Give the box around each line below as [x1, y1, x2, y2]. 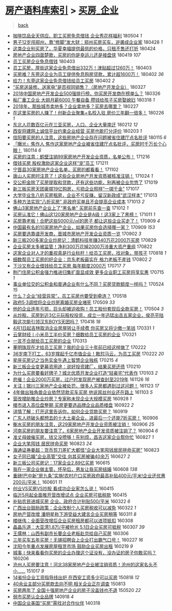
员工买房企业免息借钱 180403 [12, 58, 75, 64]
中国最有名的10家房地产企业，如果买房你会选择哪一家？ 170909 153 [12, 224, 155, 230]
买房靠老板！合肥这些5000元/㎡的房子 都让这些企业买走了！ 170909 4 [12, 218, 160, 224]
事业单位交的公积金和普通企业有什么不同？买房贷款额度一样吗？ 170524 [12, 281, 164, 287]
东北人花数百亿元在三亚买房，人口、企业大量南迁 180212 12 [12, 121, 138, 127]
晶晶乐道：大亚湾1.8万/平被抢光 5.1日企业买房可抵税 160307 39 [12, 524, 145, 530]
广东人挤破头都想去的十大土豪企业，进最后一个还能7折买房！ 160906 [12, 414, 159, 421]
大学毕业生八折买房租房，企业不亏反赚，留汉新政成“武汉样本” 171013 [12, 192, 158, 198]
